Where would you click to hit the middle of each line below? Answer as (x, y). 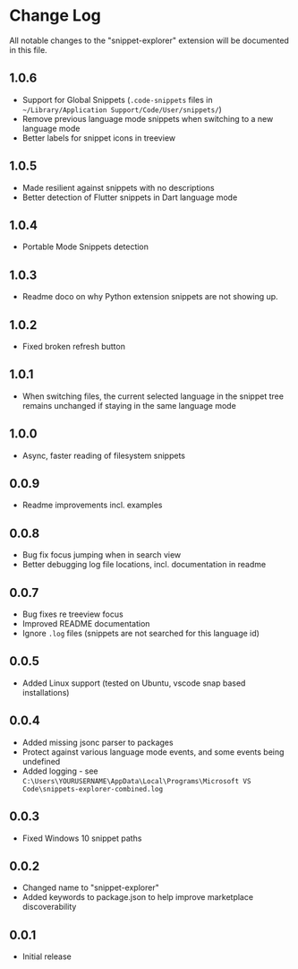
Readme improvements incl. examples (92, 505)
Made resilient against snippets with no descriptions (118, 187)
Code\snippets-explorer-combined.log (93, 789)
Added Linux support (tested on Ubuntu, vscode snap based (134, 683)
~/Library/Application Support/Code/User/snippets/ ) (122, 109)
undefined (41, 761)
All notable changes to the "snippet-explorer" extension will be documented (149, 40)
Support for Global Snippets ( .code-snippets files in (117, 99)
